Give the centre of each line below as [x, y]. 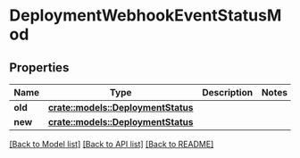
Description [227, 92]
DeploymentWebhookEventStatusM [146, 16]
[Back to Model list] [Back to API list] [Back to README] [112, 144]
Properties [39, 67]
